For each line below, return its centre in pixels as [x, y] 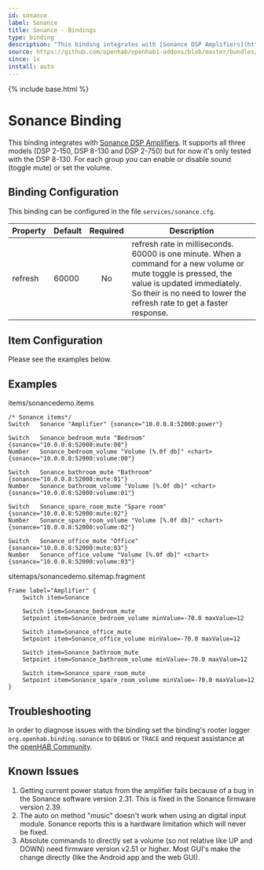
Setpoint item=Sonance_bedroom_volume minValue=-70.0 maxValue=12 [133, 619]
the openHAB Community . [50, 747]
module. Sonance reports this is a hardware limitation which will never [133, 824]
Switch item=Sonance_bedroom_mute [79, 611]
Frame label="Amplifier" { [52, 591]
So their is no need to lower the [189, 293]
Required [106, 230]
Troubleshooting [50, 711]
